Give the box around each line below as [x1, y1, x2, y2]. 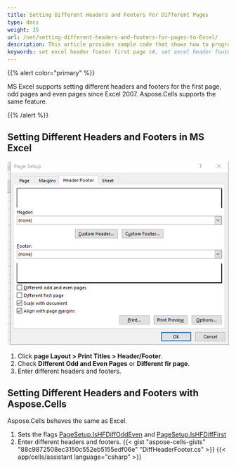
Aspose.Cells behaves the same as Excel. [7, 417, 128, 425]
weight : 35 [7, 26, 39, 33]
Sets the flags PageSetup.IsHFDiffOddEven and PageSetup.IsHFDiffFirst [17, 430, 227, 439]
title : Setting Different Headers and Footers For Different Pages [7, 11, 209, 18]
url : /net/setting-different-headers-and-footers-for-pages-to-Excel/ [7, 34, 218, 41]
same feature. [7, 97, 48, 106]
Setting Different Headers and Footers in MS [7, 131, 205, 144]
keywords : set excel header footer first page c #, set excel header [7, 49, 212, 56]
